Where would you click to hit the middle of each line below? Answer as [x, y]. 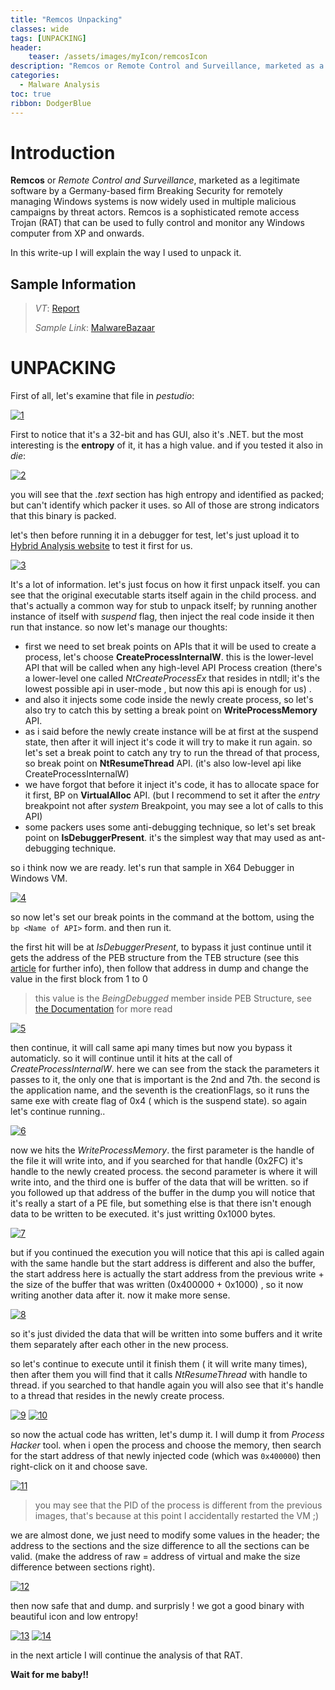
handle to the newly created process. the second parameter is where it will [164, 1172]
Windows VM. [39, 878]
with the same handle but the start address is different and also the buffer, [163, 1263]
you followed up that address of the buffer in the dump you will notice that [163, 1193]
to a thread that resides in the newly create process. [117, 1396]
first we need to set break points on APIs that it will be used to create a [170, 647]
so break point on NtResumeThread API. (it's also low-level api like [163, 763]
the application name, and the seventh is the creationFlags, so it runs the [160, 1090]
